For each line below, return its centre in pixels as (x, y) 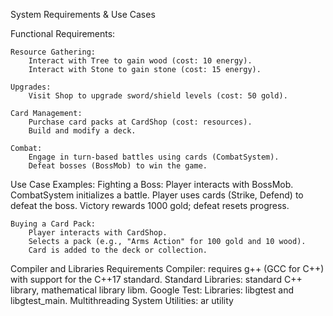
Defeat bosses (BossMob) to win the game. (118, 166)
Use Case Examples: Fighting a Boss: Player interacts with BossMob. (152, 184)
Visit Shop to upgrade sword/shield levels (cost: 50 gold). (158, 96)
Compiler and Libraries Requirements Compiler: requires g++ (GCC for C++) (167, 268)
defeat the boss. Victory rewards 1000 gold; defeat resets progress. (150, 205)
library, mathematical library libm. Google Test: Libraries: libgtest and (152, 290)
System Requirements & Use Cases (83, 14)
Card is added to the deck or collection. (118, 250)
